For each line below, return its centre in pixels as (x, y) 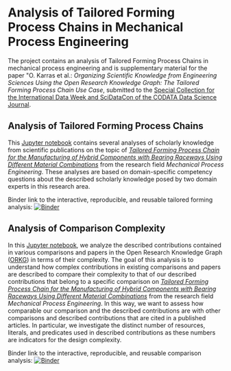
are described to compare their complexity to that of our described (102, 274)
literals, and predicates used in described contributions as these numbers (112, 332)
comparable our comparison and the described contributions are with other (114, 311)
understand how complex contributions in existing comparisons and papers (114, 267)
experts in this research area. (49, 186)
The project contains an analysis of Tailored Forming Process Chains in (108, 60)
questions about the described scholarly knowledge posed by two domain (112, 179)
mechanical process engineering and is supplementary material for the (108, 68)
